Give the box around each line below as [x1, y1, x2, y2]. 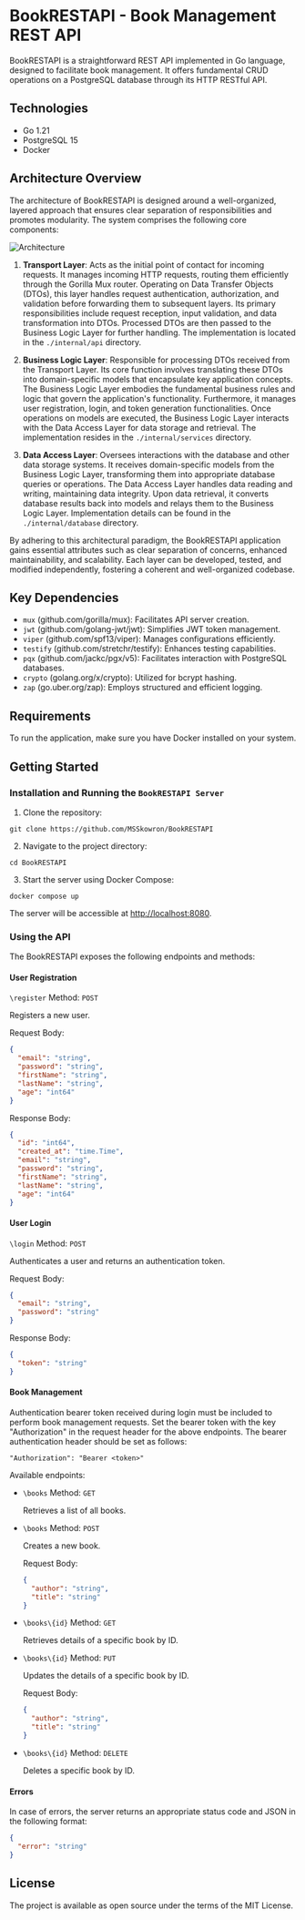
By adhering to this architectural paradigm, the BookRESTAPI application [9, 535, 281, 546]
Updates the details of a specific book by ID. [22, 1670, 189, 1681]
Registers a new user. [9, 1010, 91, 1021]
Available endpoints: [9, 1469, 86, 1480]
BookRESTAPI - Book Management [9, 5, 277, 26]
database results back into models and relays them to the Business [22, 497, 275, 508]
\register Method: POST [9, 992, 98, 1003]
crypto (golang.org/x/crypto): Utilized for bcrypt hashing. [22, 672, 238, 683]
